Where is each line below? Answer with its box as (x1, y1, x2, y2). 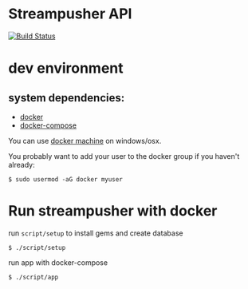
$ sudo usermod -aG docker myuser (8, 175, 124, 184)
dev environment (8, 59, 124, 77)
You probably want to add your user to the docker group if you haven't (8, 151, 240, 160)
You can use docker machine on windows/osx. (8, 136, 162, 145)
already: (8, 160, 35, 169)
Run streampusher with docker (8, 202, 218, 220)
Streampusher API (8, 5, 132, 23)
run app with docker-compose (8, 257, 108, 267)
